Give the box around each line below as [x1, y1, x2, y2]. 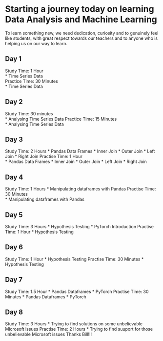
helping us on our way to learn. [5, 40, 67, 46]
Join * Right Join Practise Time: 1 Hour [5, 154, 83, 159]
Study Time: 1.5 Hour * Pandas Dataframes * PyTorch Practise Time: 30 [5, 289, 149, 294]
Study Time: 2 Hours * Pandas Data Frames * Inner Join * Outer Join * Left [5, 148, 155, 154]
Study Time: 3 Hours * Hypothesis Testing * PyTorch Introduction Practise [5, 224, 154, 229]
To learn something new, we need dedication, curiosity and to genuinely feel [5, 30, 159, 36]
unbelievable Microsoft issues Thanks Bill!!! [5, 331, 92, 337]
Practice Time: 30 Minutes [5, 78, 58, 84]
